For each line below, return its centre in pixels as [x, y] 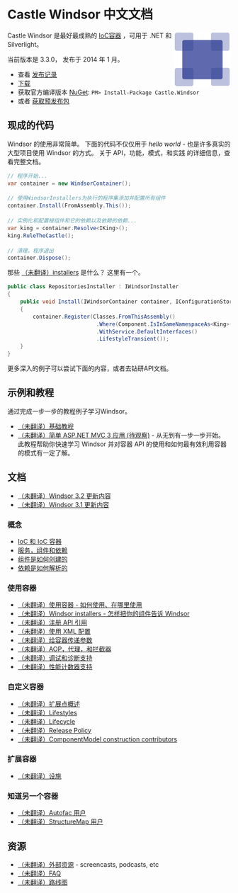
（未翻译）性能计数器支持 [55, 667]
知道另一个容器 [33, 796]
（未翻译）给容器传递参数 [55, 640]
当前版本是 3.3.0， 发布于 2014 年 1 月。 [66, 59]
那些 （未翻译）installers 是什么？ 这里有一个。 [76, 273]
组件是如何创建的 [42, 559]
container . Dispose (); [39, 258]
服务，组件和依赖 [42, 550]
